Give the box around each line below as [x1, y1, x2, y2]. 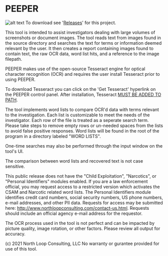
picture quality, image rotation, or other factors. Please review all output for [5, 225, 160, 231]
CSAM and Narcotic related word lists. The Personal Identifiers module [5, 189, 151, 195]
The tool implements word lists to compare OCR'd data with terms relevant [5, 106, 159, 112]
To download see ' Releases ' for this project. [25, 20, 116, 26]
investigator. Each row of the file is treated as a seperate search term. [5, 117, 149, 123]
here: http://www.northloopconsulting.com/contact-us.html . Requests [5, 205, 149, 211]
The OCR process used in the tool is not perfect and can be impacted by [5, 220, 155, 226]
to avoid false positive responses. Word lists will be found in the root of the [5, 127, 159, 134]
